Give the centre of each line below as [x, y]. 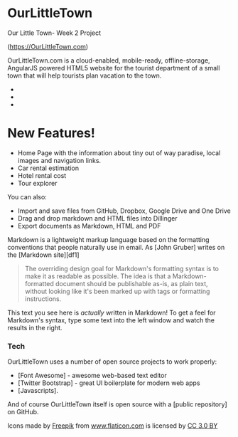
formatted [39, 283]
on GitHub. [23, 412]
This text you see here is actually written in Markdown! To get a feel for [112, 312]
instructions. [43, 299]
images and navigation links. [59, 160]
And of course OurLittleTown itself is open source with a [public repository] [117, 404]
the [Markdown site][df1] [43, 255]
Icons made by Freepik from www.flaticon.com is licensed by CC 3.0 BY [113, 426]
